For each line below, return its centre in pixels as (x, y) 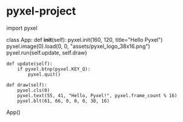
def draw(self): (27, 85)
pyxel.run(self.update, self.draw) (47, 52)
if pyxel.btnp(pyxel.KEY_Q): (54, 69)
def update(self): (29, 64)
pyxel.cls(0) (34, 90)
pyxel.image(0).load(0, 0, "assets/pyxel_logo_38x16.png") (78, 46)
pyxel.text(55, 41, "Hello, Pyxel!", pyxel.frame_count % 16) (97, 95)
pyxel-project (41, 11)
